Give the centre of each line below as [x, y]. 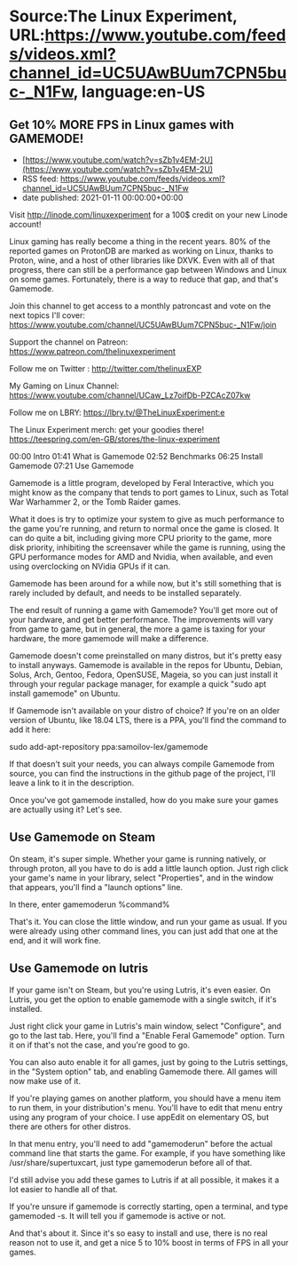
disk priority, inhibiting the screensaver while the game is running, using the [147, 547]
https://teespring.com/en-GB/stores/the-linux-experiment [114, 439]
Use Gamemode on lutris [79, 969]
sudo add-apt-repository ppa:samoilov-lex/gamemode [109, 747]
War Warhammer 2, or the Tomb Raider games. [95, 502]
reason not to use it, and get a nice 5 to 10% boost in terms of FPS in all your [149, 1242]
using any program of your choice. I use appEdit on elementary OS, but [139, 1117]
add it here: [30, 729]
